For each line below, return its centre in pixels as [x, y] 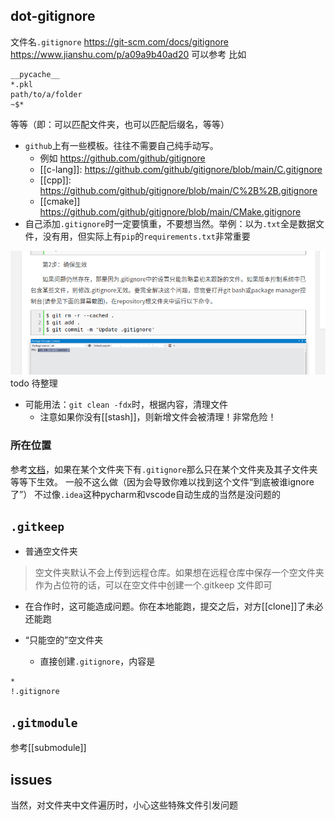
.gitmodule [44, 722]
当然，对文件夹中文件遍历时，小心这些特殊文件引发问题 [124, 805]
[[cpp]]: [55, 180]
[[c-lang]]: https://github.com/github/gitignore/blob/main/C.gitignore [181, 169]
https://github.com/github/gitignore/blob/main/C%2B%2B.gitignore [178, 190]
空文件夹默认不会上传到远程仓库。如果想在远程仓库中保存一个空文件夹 [179, 573]
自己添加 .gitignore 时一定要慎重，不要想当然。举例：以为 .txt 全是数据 [170, 223]
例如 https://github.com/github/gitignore [122, 158]
